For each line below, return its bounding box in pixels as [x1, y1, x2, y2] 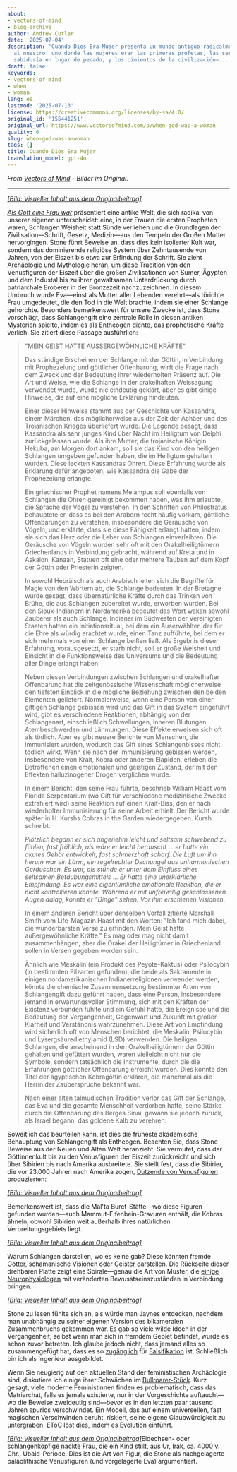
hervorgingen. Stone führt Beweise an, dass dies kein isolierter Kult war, [7, 238, 217, 246]
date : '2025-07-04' [7, 37, 65, 44]
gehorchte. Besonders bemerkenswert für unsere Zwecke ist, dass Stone [7, 305, 220, 314]
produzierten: [7, 1175, 47, 1183]
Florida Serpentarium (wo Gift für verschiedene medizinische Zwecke [24, 791, 227, 800]
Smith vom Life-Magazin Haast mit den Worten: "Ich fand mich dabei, [24, 916, 226, 925]
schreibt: [24, 821, 51, 830]
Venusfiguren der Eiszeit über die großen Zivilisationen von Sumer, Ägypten [7, 268, 228, 276]
